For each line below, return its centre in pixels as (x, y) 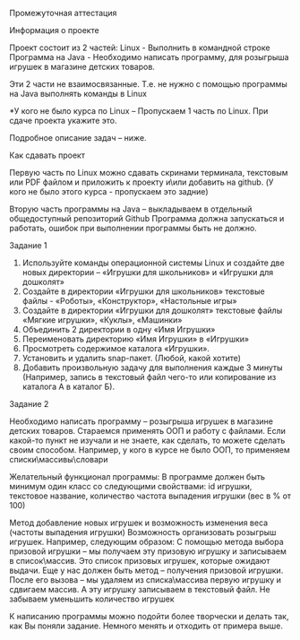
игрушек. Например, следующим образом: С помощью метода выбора (146, 542)
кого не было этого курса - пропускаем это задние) (109, 191)
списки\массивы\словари (59, 459)
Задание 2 (29, 404)
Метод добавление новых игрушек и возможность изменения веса (139, 523)
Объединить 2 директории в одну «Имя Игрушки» (119, 329)
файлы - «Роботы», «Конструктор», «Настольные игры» (129, 301)
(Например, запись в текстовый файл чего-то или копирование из (149, 377)
